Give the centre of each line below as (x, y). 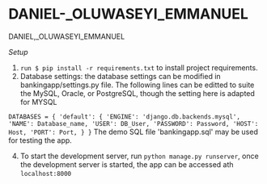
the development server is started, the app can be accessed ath (127, 164)
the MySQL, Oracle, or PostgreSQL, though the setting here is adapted (137, 93)
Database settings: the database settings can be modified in (120, 76)
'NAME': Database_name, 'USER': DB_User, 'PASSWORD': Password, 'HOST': (133, 123)
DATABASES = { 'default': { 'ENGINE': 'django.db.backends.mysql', (125, 117)
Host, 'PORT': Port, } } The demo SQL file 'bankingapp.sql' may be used (133, 132)
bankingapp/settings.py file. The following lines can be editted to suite (137, 85)
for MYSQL (38, 102)
